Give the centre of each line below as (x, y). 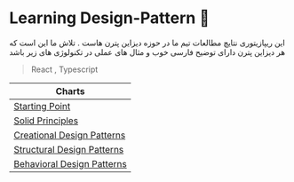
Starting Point (42, 106)
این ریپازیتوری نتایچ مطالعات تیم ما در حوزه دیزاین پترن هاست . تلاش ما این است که (147, 43)
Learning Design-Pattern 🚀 (110, 18)
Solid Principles (46, 121)
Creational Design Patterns (70, 135)
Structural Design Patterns (69, 149)
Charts (71, 91)
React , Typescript (64, 69)
